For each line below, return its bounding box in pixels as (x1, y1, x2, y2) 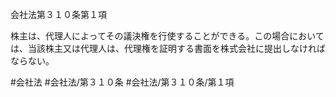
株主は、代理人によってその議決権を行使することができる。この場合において (10, 30, 325, 42)
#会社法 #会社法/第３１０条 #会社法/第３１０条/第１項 (10, 76, 235, 88)
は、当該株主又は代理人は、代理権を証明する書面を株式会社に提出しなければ (10, 43, 326, 54)
